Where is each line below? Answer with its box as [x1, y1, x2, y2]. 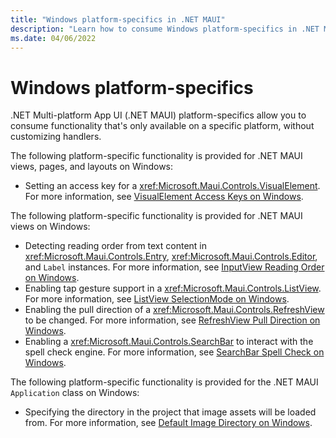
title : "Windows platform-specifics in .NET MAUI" [10, 14, 226, 25]
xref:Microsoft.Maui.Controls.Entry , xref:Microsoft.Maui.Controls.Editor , [24, 251, 318, 263]
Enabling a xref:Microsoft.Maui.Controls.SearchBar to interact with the [24, 336, 314, 348]
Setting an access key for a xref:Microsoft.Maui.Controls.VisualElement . [24, 180, 321, 192]
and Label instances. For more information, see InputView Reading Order [24, 261, 325, 273]
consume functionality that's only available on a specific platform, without [10, 120, 315, 132]
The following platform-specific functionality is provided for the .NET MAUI [10, 376, 319, 388]
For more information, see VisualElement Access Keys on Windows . [24, 191, 304, 203]
